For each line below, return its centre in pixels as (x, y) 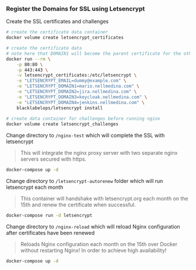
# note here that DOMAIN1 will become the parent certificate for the (94, 53)
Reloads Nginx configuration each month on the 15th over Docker (99, 244)
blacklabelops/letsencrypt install (60, 108)
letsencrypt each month (35, 187)
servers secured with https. (53, 159)
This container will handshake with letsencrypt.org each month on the (104, 199)
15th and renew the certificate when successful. (78, 205)
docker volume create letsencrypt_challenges (62, 124)
